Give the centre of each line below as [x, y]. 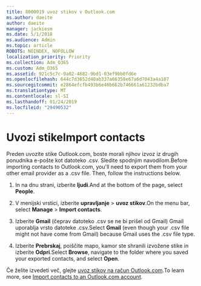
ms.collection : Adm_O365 [38, 62]
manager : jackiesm [29, 29]
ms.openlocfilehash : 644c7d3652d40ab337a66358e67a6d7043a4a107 [88, 79]
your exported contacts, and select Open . [67, 259]
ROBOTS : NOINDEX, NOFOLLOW [40, 51]
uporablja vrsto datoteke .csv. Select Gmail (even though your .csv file [102, 228]
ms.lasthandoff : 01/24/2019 [42, 102]
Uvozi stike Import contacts [76, 137]
